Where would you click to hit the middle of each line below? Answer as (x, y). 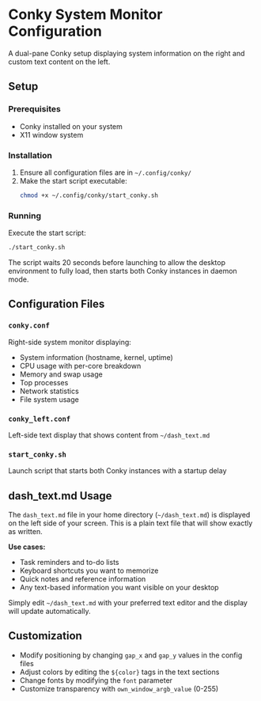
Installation (30, 155)
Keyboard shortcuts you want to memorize (89, 570)
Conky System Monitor (85, 15)
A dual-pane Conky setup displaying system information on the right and (127, 53)
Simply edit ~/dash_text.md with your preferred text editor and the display (128, 603)
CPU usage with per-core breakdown (80, 366)
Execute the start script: (47, 233)
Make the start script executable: (74, 180)
